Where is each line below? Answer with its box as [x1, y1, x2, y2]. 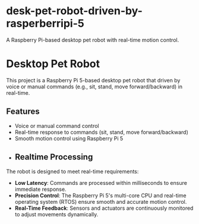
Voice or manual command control [14, 122, 99, 129]
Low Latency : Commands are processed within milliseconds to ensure [14, 179, 187, 186]
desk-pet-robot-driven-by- [6, 4, 143, 18]
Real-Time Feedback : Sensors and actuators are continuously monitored [14, 204, 194, 212]
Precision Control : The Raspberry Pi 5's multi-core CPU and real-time [14, 191, 187, 199]
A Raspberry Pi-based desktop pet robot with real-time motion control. [6, 36, 179, 43]
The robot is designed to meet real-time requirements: [6, 168, 139, 175]
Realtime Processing [14, 152, 93, 162]
